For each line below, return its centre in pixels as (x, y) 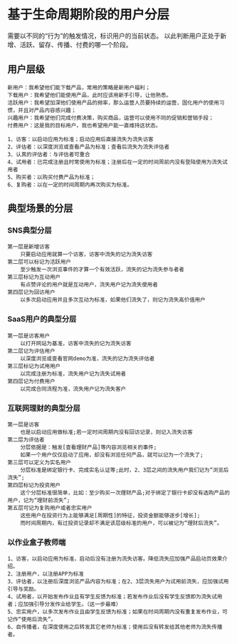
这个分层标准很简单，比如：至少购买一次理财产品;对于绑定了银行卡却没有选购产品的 (125, 493)
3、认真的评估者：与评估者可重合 (49, 154)
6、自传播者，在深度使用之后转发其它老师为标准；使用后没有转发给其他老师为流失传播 (115, 627)
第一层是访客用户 (29, 336)
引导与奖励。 (23, 589)
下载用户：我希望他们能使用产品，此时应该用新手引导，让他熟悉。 (90, 95)
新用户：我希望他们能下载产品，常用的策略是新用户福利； (79, 87)
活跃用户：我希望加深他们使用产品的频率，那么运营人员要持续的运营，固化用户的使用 (113, 103)
